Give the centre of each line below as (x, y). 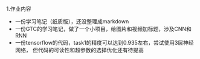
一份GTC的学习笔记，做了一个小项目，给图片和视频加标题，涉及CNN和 (103, 29)
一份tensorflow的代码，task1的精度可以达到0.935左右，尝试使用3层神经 (105, 43)
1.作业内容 (19, 9)
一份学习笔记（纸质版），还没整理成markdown (72, 21)
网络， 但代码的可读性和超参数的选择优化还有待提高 (79, 50)
